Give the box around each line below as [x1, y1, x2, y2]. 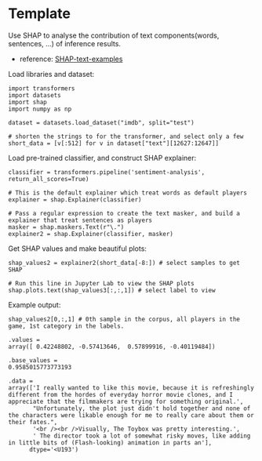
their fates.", [8, 418, 58, 426]
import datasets [8, 91, 61, 99]
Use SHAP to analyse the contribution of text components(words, [8, 31, 220, 40]
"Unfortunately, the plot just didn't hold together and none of [32, 405, 251, 412]
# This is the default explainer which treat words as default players [8, 189, 247, 197]
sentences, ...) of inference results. [8, 38, 122, 48]
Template [8, 5, 71, 23]
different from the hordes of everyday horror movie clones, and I [8, 390, 234, 398]
